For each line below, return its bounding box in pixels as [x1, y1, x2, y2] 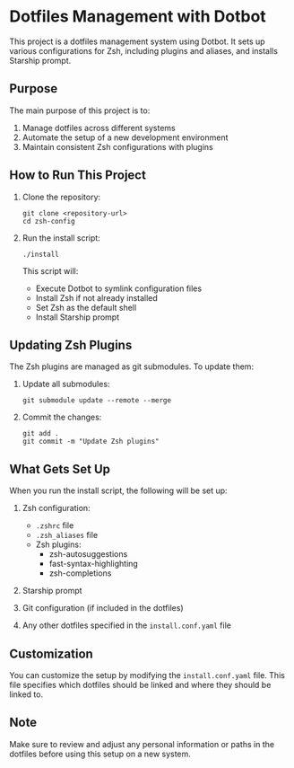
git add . [22, 429, 60, 438]
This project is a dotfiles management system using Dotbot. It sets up [9, 36, 266, 47]
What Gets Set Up [9, 461, 110, 477]
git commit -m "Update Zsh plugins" [22, 437, 160, 446]
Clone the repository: [22, 191, 101, 202]
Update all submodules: [22, 379, 110, 390]
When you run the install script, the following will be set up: [9, 485, 228, 496]
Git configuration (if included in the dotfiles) [22, 603, 184, 614]
